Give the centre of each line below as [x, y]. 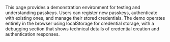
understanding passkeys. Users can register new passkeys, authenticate [81, 13]
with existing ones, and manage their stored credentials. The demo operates [85, 18]
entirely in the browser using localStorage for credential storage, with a [80, 23]
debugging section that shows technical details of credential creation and [82, 29]
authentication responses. [33, 34]
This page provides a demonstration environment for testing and [73, 7]
